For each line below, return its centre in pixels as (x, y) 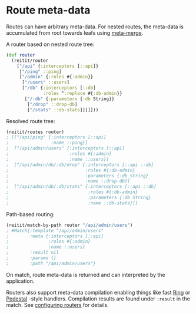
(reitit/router (30, 60)
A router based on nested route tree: (50, 44)
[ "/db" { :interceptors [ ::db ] (59, 88)
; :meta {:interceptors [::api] (55, 236)
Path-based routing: (30, 214)
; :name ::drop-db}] (68, 181)
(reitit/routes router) (35, 132)
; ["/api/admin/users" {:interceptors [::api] (66, 148)
